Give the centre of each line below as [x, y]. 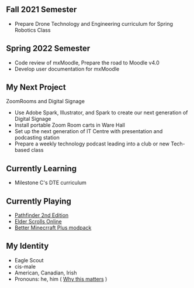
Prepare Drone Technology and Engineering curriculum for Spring [94, 23]
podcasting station [37, 138]
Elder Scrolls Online [38, 222]
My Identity [27, 246]
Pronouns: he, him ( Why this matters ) [61, 279]
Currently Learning [41, 169]
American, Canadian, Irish [46, 273]
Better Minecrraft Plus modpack [53, 228]
